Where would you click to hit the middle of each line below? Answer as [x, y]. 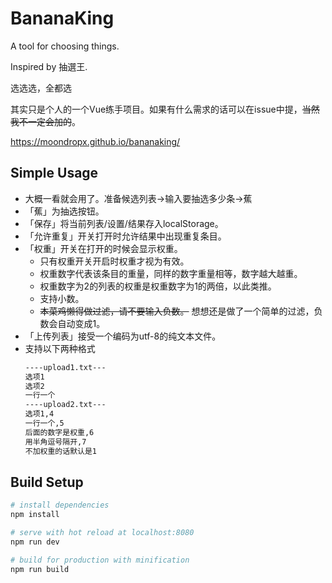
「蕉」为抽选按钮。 [64, 211]
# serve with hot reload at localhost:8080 [102, 533]
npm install [35, 515]
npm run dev [35, 542]
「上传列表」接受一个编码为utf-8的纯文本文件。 [123, 336]
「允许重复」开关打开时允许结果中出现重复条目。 [125, 236]
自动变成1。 [81, 323]
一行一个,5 [44, 423]
